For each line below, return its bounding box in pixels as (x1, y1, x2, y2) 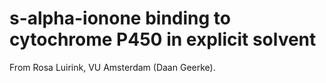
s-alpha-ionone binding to (9, 7, 231, 30)
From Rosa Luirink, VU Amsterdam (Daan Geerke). (9, 61, 216, 73)
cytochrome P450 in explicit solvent (9, 28, 317, 51)
